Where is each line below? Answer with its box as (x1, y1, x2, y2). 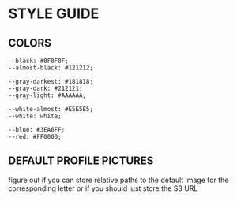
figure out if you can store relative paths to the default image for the (8, 175, 229, 184)
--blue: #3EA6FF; (8, 126, 66, 134)
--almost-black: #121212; (8, 64, 93, 72)
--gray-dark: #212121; (8, 84, 83, 92)
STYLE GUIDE (8, 5, 100, 23)
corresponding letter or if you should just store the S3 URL (8, 183, 198, 193)
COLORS (8, 36, 51, 50)
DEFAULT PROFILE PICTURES (8, 154, 154, 168)
